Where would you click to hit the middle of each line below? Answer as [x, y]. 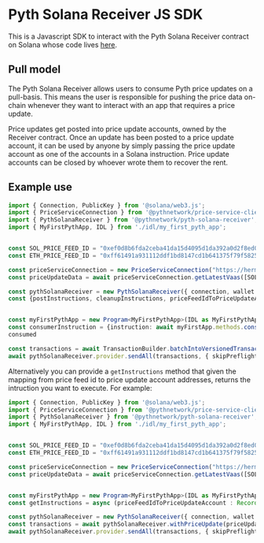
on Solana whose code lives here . [63, 44]
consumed [22, 335]
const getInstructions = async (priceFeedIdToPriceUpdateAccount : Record [133, 503]
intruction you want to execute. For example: [80, 388]
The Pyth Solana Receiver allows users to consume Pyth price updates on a [130, 88]
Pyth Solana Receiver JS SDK [106, 15]
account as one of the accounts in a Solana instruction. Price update [119, 154]
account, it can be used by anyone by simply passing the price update [122, 145]
